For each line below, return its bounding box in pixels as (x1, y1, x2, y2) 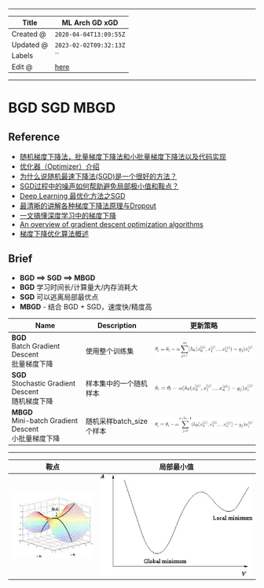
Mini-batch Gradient (11, 416, 79, 425)
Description (97, 320, 137, 330)
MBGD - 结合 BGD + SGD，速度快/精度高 (19, 301, 152, 311)
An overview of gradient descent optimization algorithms (19, 220, 204, 228)
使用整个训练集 (85, 346, 134, 356)
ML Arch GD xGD (61, 17, 119, 27)
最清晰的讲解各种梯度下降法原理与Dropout (19, 201, 157, 210)
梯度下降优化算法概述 (19, 229, 89, 238)
